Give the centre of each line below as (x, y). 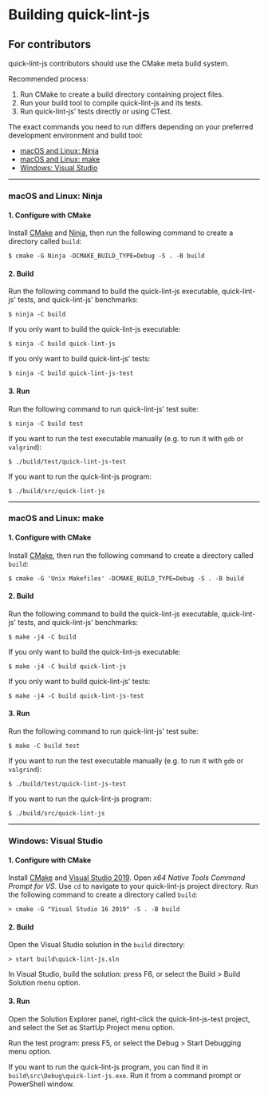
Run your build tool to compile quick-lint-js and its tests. (111, 103)
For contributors (50, 44)
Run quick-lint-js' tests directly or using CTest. (96, 111)
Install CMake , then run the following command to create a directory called (131, 555)
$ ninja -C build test (46, 424)
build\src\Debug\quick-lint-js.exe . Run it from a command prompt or (125, 1075)
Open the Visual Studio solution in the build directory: (97, 945)
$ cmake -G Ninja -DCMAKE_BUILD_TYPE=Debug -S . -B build (106, 256)
